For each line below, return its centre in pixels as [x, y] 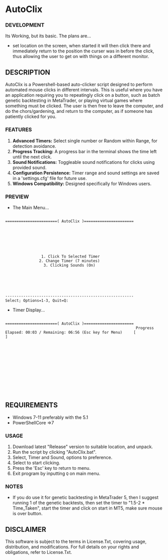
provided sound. [29, 167]
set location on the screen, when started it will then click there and [81, 46]
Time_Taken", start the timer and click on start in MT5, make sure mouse [87, 508]
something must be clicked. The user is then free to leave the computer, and [84, 106]
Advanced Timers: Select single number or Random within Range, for [85, 141]
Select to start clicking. [36, 463]
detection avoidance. [34, 146]
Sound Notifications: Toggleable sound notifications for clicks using [83, 162]
